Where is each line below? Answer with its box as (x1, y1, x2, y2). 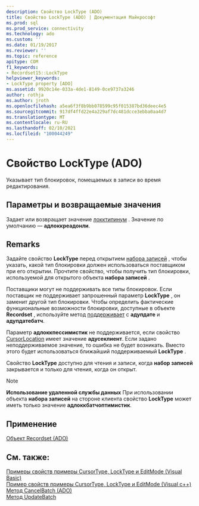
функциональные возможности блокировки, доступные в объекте (6, 305, 176, 312)
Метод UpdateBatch (6, 493, 57, 501)
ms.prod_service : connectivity (6, 25, 84, 32)
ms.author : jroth (6, 97, 49, 103)
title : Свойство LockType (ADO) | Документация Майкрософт (6, 14, 156, 20)
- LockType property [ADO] (6, 81, 73, 87)
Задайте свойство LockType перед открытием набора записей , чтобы (6, 255, 187, 263)
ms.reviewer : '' (6, 48, 46, 54)
